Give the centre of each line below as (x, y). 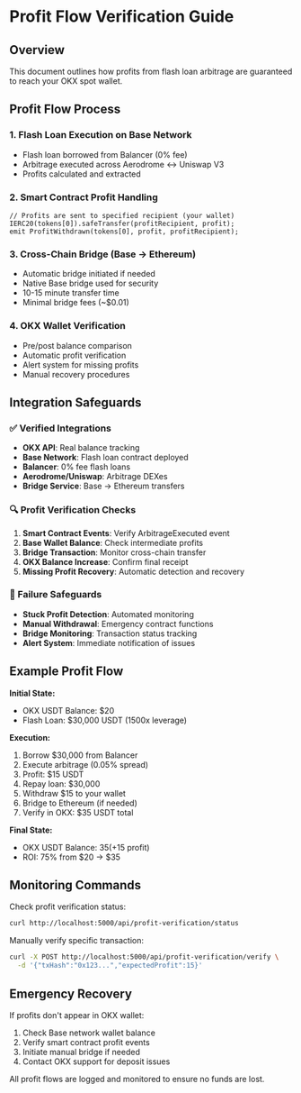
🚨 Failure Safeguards (56, 595)
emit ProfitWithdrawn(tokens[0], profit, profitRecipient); (124, 232)
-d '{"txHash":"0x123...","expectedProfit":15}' (110, 966)
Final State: (31, 830)
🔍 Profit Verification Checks (73, 510)
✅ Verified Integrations (61, 428)
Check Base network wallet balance (89, 1033)
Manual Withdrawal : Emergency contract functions (118, 624)
